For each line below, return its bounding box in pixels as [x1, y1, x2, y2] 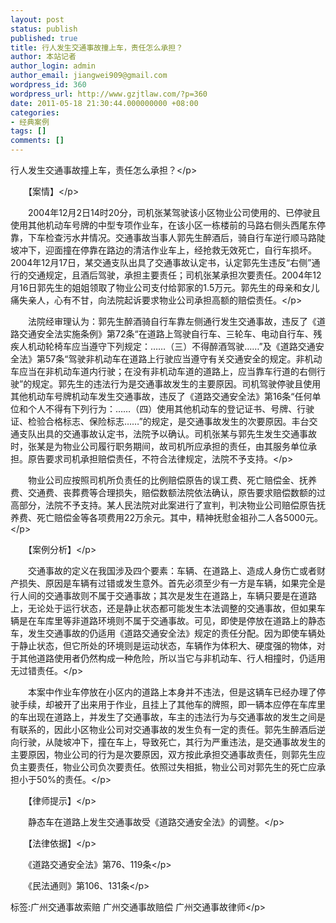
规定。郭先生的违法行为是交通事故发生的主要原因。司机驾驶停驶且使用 [31, 378, 322, 390]
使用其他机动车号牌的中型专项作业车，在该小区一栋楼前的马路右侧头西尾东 [10, 219, 317, 231]
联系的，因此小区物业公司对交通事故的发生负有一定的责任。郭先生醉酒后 [18, 724, 317, 735]
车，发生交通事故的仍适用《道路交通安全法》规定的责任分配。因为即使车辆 [10, 627, 317, 639]
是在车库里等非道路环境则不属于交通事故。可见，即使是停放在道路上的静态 [18, 615, 326, 626]
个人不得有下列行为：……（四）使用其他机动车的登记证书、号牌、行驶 [27, 403, 315, 415]
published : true [10, 33, 78, 43]
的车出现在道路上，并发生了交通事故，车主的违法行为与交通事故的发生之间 [10, 711, 317, 723]
